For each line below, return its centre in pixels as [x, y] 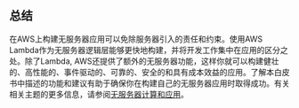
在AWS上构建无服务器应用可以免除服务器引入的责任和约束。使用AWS [136, 39]
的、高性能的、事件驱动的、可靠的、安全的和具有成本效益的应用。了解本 [141, 72]
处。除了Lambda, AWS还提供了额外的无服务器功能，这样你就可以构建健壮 [144, 61]
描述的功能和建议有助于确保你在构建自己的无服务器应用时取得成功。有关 [157, 83]
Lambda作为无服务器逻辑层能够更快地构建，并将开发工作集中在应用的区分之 [149, 50]
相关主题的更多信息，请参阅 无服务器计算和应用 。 [99, 94]
